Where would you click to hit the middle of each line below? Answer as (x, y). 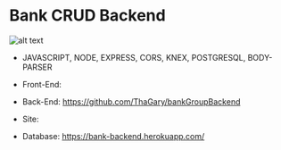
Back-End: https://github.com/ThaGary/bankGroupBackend (131, 101)
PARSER (37, 67)
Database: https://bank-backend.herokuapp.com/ (113, 136)
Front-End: (42, 84)
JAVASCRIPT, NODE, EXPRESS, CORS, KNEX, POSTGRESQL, (134, 57)
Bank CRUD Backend (88, 16)
